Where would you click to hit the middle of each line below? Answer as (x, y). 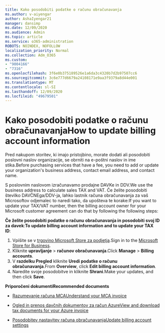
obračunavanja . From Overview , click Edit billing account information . (84, 266)
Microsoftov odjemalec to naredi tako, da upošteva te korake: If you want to (81, 201)
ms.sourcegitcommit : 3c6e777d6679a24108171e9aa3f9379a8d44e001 (71, 78)
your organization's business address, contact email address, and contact (80, 170)
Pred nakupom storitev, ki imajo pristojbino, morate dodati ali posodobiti (78, 155)
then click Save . (28, 277)
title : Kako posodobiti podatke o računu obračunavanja (63, 10)
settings (20, 325)
